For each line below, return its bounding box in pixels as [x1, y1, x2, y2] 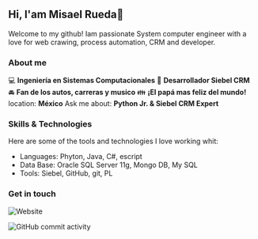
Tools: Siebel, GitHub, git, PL [19, 169, 113, 178]
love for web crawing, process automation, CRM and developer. [8, 37, 216, 47]
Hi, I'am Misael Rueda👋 [8, 8, 124, 21]
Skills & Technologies [8, 119, 93, 130]
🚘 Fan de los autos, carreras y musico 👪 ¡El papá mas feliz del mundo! [8, 88, 247, 97]
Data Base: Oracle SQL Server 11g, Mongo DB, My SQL [19, 160, 198, 170]
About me [8, 57, 47, 68]
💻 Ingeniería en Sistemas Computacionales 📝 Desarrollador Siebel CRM [8, 76, 251, 85]
